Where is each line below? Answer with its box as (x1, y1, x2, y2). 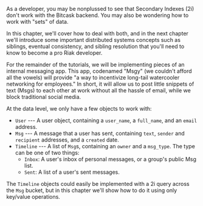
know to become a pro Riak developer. (6, 49, 103, 57)
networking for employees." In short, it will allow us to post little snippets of (6, 80, 194, 88)
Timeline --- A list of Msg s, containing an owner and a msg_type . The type (15, 143, 196, 149)
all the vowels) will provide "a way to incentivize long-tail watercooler (6, 74, 180, 81)
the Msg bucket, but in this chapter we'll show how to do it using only (6, 187, 177, 194)
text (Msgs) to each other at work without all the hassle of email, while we (6, 87, 191, 94)
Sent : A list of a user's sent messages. (24, 168, 120, 176)
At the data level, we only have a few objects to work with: (6, 105, 152, 112)
